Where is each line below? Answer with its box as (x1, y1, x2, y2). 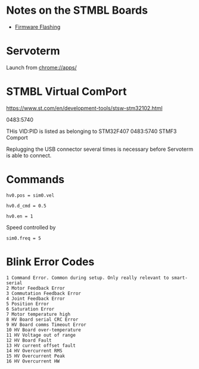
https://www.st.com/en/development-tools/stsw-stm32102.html (6, 104, 163, 111)
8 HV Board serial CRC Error (6, 317, 79, 323)
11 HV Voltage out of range (6, 332, 76, 338)
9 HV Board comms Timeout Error (6, 321, 86, 328)
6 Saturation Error (6, 306, 55, 312)
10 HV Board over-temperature (6, 327, 82, 333)
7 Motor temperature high (6, 311, 70, 317)
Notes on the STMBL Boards (6, 4, 148, 17)
